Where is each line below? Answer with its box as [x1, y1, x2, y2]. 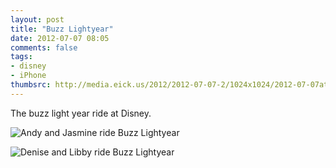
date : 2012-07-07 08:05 [10, 33, 110, 43]
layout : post [10, 14, 65, 25]
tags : [10, 52, 33, 62]
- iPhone [10, 71, 47, 81]
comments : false [10, 42, 78, 53]
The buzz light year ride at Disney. [10, 107, 152, 119]
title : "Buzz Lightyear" [10, 24, 114, 34]
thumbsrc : [10, 80, 52, 90]
